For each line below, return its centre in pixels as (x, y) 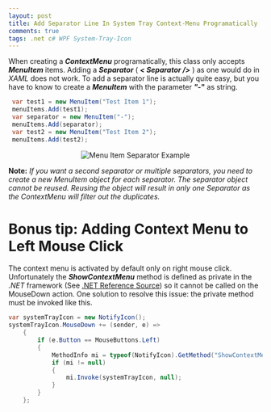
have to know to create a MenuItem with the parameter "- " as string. (123, 87)
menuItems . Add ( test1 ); (50, 110)
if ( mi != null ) (79, 363)
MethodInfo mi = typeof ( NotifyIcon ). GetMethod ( (133, 355)
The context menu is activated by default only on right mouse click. (120, 268)
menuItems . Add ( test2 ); (50, 139)
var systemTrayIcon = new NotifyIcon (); (77, 317)
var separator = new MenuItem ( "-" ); (73, 117)
